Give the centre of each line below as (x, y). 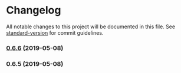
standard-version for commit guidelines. (55, 32)
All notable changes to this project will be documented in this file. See (91, 26)
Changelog (34, 10)
